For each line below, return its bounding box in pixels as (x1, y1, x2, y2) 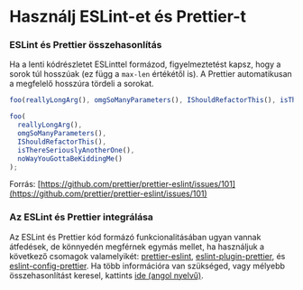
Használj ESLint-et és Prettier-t (9, 6, 246, 27)
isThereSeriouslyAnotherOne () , (17, 145, 135, 154)
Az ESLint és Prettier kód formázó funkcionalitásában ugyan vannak (9, 231, 262, 242)
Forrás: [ (9, 179, 41, 190)
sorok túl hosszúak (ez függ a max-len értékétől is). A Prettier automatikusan (9, 69, 293, 80)
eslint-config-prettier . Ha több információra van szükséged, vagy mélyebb (9, 260, 286, 271)
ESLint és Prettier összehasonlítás (9, 39, 162, 51)
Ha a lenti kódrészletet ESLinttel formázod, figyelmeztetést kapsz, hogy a (9, 59, 281, 70)
